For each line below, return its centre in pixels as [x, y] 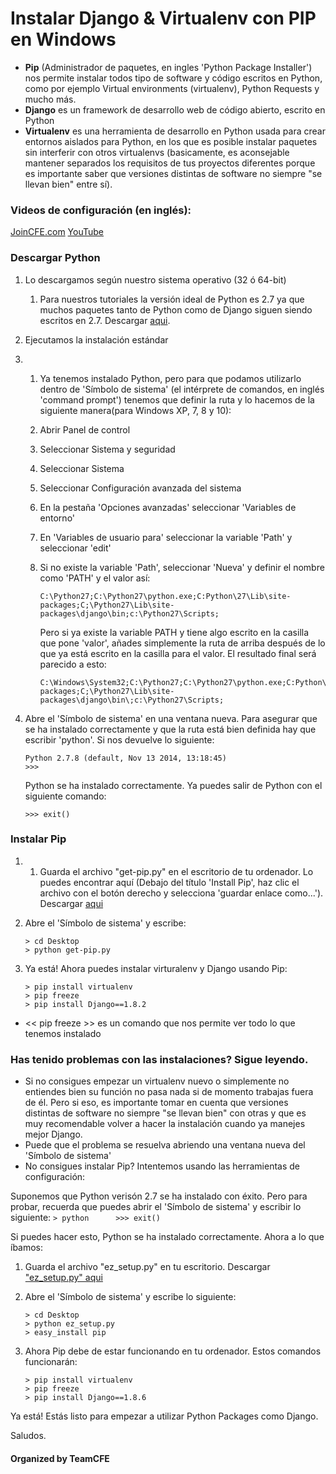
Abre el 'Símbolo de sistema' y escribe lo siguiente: [130, 1297]
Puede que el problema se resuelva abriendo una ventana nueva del [165, 1145]
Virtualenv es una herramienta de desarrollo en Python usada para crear [175, 131]
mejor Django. [53, 1134]
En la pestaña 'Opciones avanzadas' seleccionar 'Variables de [168, 507]
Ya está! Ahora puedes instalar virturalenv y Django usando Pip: [156, 968]
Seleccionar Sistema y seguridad [107, 449]
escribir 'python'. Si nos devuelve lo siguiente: [119, 739]
